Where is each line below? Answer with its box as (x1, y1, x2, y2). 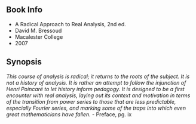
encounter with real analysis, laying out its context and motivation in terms (6, 92, 191, 99)
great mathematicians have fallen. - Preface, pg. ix (6, 110, 132, 118)
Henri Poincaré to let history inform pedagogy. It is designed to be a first (6, 85, 185, 92)
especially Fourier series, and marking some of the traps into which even (6, 104, 186, 111)
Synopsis (6, 57, 42, 67)
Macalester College (14, 33, 63, 41)
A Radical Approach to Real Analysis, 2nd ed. (14, 20, 127, 27)
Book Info (6, 5, 43, 15)
